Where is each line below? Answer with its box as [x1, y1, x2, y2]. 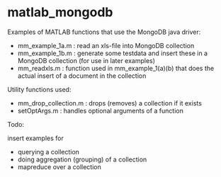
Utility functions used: [7, 85, 72, 93]
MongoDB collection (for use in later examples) [17, 56, 156, 64]
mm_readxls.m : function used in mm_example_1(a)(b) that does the [17, 64, 215, 72]
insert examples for [7, 134, 64, 142]
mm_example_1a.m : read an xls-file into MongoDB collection [17, 41, 195, 50]
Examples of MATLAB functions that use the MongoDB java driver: [7, 28, 201, 36]
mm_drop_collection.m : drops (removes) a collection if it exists [17, 98, 202, 107]
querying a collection [17, 147, 80, 156]
